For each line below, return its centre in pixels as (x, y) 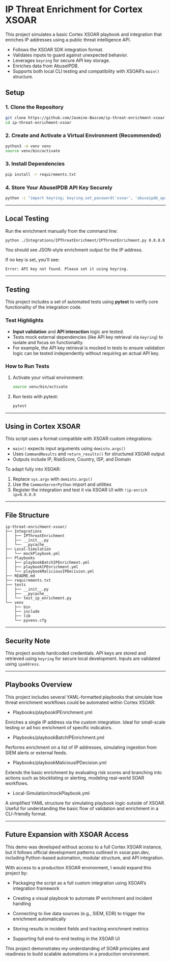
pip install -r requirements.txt (41, 174)
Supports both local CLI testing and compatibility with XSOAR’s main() (86, 71)
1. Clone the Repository (34, 107)
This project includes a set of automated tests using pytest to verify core (82, 302)
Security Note (28, 641)
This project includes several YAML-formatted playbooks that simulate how (84, 697)
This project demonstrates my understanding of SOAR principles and (77, 948)
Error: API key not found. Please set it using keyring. (67, 269)
